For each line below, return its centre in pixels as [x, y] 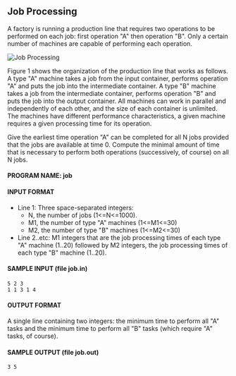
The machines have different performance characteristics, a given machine [116, 116]
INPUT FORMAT [31, 192]
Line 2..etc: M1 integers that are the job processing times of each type [119, 237]
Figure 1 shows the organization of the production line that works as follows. [118, 71]
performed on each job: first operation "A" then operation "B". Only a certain [118, 36]
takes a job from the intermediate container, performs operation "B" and [112, 93]
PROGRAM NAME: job [40, 176]
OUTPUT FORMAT [35, 305]
